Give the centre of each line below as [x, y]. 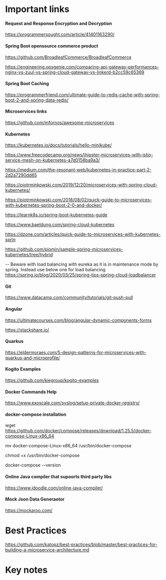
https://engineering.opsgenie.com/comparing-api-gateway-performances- [82, 67]
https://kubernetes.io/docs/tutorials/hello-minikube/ [59, 145]
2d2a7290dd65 [21, 175]
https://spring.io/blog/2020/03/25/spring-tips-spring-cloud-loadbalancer [81, 275]
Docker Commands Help [31, 392]
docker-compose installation [36, 414]
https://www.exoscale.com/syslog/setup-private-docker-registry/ [73, 403]
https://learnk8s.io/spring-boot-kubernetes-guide [56, 215]
